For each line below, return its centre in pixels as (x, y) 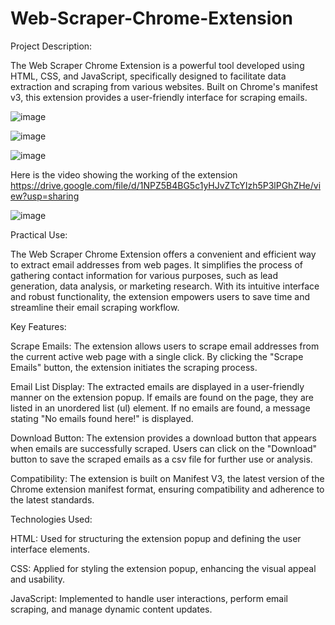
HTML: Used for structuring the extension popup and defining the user (156, 538)
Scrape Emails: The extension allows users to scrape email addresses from (165, 346)
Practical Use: (39, 234)
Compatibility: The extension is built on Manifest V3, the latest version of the (167, 478)
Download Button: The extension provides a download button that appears (163, 438)
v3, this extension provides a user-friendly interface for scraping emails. (159, 97)
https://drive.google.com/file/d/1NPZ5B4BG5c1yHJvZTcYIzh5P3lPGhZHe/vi (166, 185)
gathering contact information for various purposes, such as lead (144, 275)
